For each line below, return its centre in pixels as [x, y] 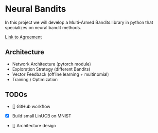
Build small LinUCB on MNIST [42, 116]
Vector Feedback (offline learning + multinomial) [61, 74]
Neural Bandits [36, 9]
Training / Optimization [35, 79]
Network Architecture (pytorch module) [52, 64]
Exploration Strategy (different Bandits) [51, 69]
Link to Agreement [24, 37]
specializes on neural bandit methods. [43, 27]
